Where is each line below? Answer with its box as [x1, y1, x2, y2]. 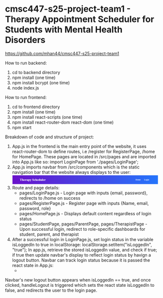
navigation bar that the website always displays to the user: [12, 169, 131, 175]
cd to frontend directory [12, 104, 60, 110]
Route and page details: [12, 185, 60, 190]
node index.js [12, 85, 39, 91]
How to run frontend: [5, 94, 47, 100]
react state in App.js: [12, 262, 54, 268]
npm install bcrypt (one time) [12, 79, 70, 86]
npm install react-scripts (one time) [12, 114, 82, 120]
